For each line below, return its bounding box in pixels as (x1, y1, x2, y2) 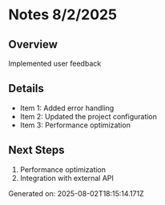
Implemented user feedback (8, 58, 102, 68)
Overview (8, 38, 58, 51)
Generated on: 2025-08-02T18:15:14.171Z (8, 188, 144, 198)
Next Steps (8, 143, 65, 157)
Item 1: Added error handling (19, 102, 115, 113)
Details (8, 82, 44, 95)
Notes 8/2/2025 (8, 6, 118, 24)
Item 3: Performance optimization (19, 120, 131, 130)
